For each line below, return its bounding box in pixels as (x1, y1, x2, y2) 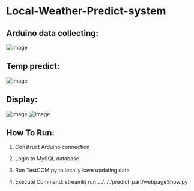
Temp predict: (6, 61, 60, 71)
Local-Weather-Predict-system (6, 4, 166, 18)
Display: (6, 95, 38, 105)
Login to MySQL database (14, 155, 80, 162)
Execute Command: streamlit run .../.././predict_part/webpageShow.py (14, 178, 188, 186)
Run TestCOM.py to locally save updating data (14, 166, 130, 174)
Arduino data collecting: (6, 28, 99, 38)
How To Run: (6, 128, 55, 138)
